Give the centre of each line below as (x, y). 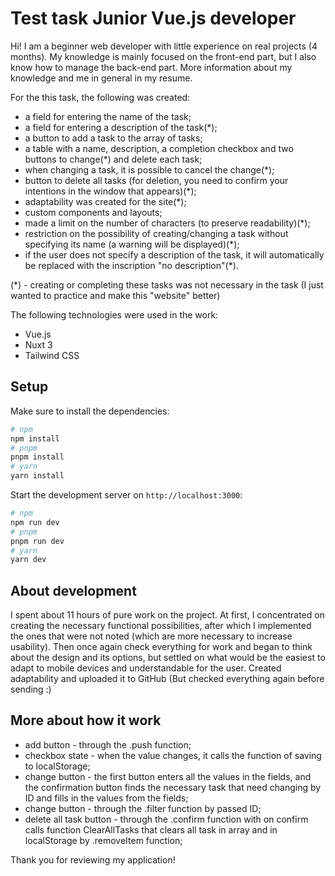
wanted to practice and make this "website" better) (115, 295)
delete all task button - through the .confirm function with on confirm (166, 819)
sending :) (31, 689)
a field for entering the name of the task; (108, 116)
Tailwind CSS (52, 355)
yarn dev (28, 560)
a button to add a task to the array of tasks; (113, 138)
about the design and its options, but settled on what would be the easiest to (168, 658)
